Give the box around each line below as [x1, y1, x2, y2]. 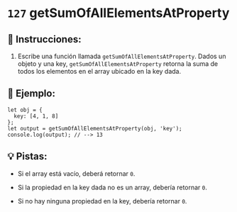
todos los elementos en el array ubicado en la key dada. [17, 67, 182, 75]
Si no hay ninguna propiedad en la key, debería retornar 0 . [17, 196, 187, 205]
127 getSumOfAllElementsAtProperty [7, 5, 230, 21]
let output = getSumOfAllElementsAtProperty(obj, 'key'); [7, 125, 182, 132]
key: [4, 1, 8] [13, 112, 59, 120]
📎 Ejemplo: [7, 87, 55, 100]
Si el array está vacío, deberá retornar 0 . [17, 169, 136, 178]
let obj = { [7, 106, 43, 113]
